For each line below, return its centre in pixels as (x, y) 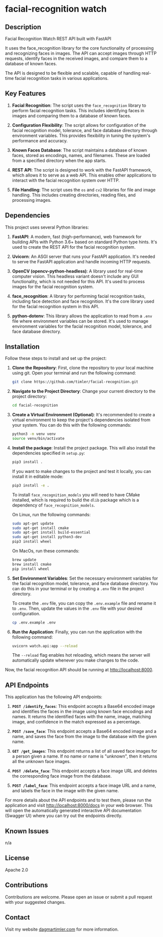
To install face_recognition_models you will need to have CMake (76, 495)
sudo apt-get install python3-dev (47, 537)
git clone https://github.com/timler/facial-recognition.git (75, 382)
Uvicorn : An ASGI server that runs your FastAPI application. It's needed (83, 256)
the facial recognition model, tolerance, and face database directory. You (85, 583)
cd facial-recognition (35, 406)
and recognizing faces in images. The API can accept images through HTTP (81, 53)
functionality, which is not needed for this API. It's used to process (78, 281)
